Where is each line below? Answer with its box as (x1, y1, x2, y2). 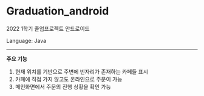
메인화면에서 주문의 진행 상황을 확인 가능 (15, 83, 111, 90)
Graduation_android (6, 4, 109, 18)
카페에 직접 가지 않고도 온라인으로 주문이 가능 (15, 75, 123, 83)
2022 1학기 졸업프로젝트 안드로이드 (6, 25, 90, 32)
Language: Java (6, 37, 47, 44)
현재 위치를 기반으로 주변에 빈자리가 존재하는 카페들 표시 (15, 68, 149, 75)
